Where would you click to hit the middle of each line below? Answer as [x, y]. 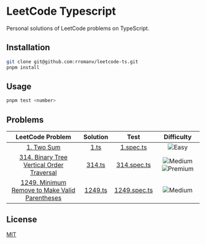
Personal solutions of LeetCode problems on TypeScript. [78, 28]
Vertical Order [44, 165]
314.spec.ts [134, 165]
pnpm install [23, 67]
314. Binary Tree [44, 157]
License [22, 220]
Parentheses [44, 198]
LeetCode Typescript [61, 11]
